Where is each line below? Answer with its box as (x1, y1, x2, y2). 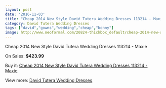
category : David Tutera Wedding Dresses (5, 21, 90, 26)
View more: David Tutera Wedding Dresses (5, 77, 92, 83)
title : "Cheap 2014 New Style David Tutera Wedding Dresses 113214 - (5, 16, 152, 21)
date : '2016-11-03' (5, 12, 45, 17)
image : (5, 30, 19, 35)
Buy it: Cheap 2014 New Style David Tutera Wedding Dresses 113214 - (5, 62, 148, 68)
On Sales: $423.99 (5, 53, 44, 59)
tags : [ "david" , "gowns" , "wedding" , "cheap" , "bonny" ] (5, 26, 114, 30)
